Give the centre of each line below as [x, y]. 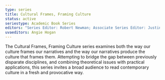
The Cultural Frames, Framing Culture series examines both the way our [78, 46]
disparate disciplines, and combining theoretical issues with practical [75, 62]
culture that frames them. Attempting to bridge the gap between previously [81, 57]
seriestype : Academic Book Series [41, 23]
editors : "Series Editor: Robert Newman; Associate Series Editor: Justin [83, 28]
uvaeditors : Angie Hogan [30, 32]
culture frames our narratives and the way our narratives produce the [75, 52]
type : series [18, 10]
